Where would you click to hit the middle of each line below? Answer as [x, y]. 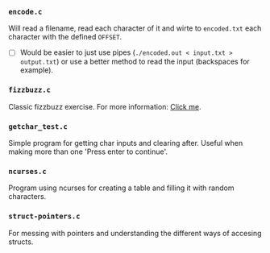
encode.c [25, 12]
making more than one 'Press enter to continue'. [88, 151]
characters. [27, 197]
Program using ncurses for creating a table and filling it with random [121, 188]
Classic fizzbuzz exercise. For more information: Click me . [105, 106]
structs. [21, 242]
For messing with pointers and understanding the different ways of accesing [135, 233]
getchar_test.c [38, 126]
